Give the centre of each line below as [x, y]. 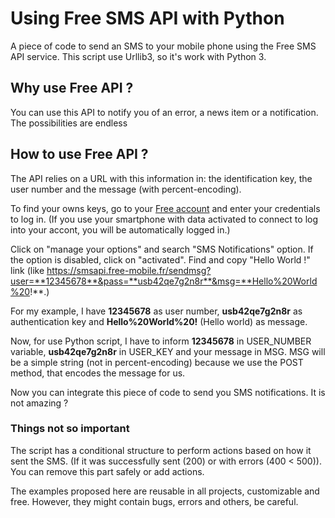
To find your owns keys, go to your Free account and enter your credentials [165, 208]
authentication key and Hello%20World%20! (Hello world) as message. [159, 321]
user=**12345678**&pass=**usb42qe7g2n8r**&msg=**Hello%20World [164, 281]
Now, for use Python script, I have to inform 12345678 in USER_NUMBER [161, 341]
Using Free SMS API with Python [147, 18]
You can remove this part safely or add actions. [107, 471]
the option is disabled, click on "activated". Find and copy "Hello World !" [160, 259]
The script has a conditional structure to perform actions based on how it [161, 450]
